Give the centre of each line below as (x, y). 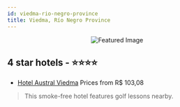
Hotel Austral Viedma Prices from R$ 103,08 (81, 83)
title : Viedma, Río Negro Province (59, 20)
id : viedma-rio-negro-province (53, 14)
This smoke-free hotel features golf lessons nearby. (99, 96)
